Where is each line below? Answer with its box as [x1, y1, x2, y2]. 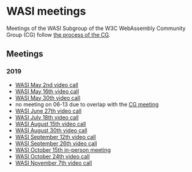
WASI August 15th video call [15, 120, 86, 127]
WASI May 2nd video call [15, 81, 78, 88]
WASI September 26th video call [15, 140, 97, 147]
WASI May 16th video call [15, 88, 79, 95]
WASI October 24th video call [15, 152, 90, 160]
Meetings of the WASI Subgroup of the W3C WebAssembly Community [6, 24, 186, 32]
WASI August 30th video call [15, 127, 87, 134]
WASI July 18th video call [15, 113, 79, 121]
